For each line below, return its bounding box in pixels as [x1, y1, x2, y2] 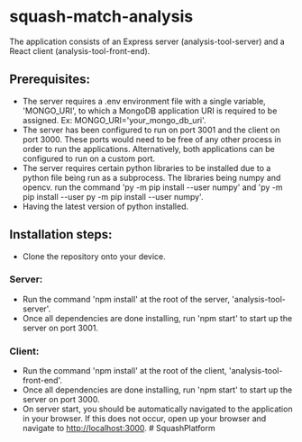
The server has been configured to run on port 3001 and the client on [22, 124, 280, 135]
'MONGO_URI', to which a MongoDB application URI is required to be [22, 105, 278, 116]
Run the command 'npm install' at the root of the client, [22, 365, 227, 376]
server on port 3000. [22, 394, 101, 405]
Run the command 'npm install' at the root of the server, [22, 293, 230, 304]
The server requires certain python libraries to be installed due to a [22, 162, 271, 173]
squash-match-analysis [9, 6, 194, 27]
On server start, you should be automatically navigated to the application [22, 403, 293, 415]
